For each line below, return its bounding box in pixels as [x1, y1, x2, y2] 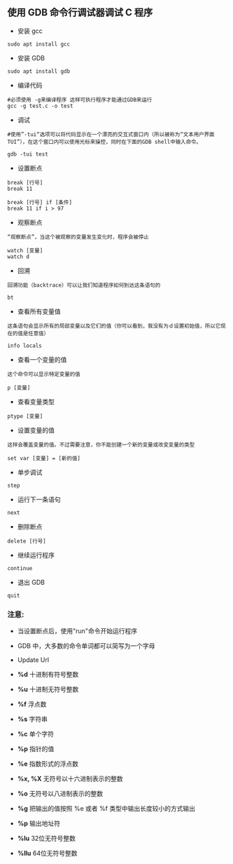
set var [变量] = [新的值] [7, 454, 80, 461]
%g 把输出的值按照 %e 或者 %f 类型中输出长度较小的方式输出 [17, 804, 196, 813]
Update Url [17, 656, 50, 664]
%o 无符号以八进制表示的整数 [17, 790, 104, 798]
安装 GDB [17, 53, 45, 62]
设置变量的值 [17, 426, 55, 434]
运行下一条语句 [17, 495, 61, 504]
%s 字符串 [17, 715, 48, 724]
